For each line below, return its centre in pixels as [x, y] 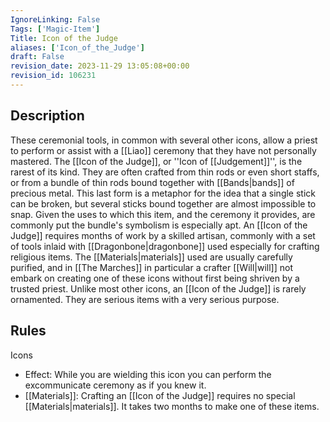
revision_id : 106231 [53, 76]
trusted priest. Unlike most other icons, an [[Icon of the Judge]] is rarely [158, 288]
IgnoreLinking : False [55, 19]
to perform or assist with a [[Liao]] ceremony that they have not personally [163, 150]
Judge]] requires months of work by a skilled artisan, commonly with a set [163, 235]
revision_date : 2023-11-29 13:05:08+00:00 [100, 66]
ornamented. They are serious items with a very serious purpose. [145, 299]
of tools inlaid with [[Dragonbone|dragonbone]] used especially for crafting [165, 246]
